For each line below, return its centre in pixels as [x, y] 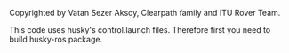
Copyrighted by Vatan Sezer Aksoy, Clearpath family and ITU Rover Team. [145, 13]
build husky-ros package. [56, 39]
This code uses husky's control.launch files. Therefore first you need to [140, 30]
